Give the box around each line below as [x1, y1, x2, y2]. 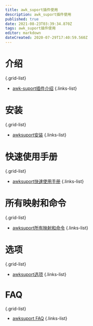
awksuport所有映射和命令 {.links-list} [12, 225, 89, 231]
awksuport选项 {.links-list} [12, 271, 67, 277]
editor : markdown [5, 30, 41, 35]
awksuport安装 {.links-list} [12, 132, 67, 138]
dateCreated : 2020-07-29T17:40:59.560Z [5, 35, 88, 40]
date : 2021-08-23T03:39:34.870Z [5, 21, 72, 26]
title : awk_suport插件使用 [5, 7, 58, 12]
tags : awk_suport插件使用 [5, 26, 56, 31]
